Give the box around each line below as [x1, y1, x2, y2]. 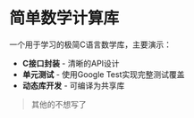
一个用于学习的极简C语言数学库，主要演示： [9, 39, 173, 50]
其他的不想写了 [30, 98, 87, 109]
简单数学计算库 [9, 8, 120, 28]
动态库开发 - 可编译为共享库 [21, 80, 125, 90]
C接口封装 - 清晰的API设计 [21, 58, 120, 68]
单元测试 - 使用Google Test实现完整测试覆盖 [21, 68, 185, 80]
